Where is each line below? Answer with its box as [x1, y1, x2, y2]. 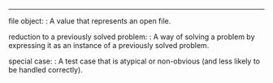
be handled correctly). [8, 65, 83, 74]
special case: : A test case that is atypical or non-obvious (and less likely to [8, 56, 260, 66]
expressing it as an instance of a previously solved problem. [8, 41, 210, 50]
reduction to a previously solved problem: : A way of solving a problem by [8, 32, 255, 41]
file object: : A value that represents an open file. [8, 16, 171, 25]
